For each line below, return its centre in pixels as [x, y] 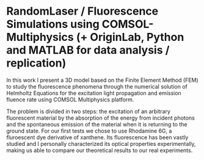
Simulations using [53, 24]
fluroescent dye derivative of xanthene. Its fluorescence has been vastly [97, 137]
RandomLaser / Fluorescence [82, 11]
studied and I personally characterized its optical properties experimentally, [101, 144]
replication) [36, 63]
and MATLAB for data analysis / [88, 50]
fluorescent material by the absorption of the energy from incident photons [101, 118]
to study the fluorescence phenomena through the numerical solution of [97, 86]
